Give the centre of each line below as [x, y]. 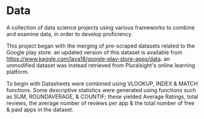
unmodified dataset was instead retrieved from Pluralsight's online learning [101, 65]
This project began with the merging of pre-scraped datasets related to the [101, 46]
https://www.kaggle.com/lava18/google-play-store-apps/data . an [88, 59]
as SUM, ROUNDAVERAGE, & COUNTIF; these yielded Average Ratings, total [102, 96]
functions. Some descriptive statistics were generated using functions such [101, 90]
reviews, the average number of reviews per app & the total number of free [100, 103]
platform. [18, 71]
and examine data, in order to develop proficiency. [70, 34]
